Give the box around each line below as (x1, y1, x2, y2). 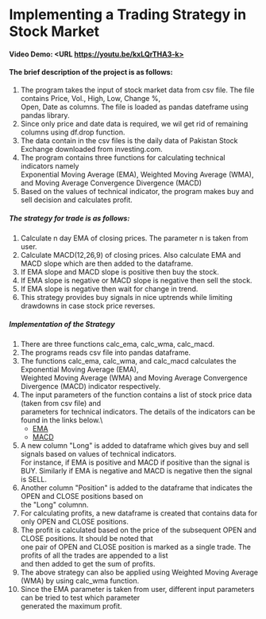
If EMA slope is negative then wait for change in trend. (20, 284, 199, 294)
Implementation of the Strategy (9, 319, 115, 329)
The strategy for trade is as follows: (9, 213, 130, 223)
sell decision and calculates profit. (20, 195, 133, 204)
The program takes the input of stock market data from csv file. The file (20, 85, 255, 95)
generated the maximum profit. (20, 601, 122, 610)
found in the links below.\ (20, 415, 103, 425)
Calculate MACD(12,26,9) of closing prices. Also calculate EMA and (20, 250, 241, 259)
